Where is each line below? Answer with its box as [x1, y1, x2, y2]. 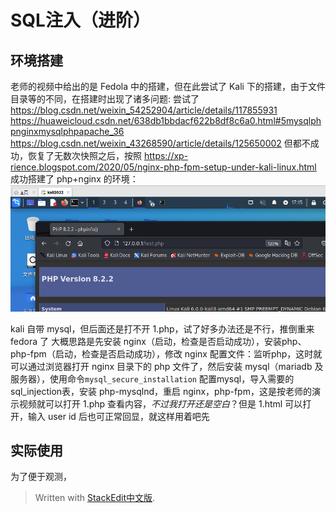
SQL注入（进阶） [10, 9, 151, 32]
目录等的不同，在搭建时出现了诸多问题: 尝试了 [10, 93, 200, 105]
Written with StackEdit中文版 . [34, 492, 156, 504]
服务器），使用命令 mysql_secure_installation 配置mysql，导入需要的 [10, 372, 295, 385]
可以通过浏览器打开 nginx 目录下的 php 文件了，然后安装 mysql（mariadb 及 [10, 360, 324, 372]
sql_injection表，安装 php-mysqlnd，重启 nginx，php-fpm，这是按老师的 [10, 385, 312, 397]
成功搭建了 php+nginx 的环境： [10, 173, 139, 185]
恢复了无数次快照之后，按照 [27, 150, 142, 161]
